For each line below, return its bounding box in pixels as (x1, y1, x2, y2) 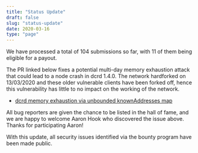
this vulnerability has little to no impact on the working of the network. (6, 85, 180, 93)
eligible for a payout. (6, 54, 57, 62)
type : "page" (6, 31, 39, 37)
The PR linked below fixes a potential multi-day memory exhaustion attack (6, 66, 190, 73)
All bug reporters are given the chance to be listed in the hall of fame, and (6, 109, 189, 116)
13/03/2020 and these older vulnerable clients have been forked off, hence (6, 79, 193, 86)
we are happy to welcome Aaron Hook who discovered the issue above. (6, 116, 185, 123)
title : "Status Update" (6, 8, 66, 15)
